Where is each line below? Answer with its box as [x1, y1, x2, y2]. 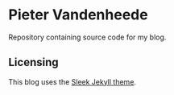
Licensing [8, 56, 59, 69]
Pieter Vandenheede [8, 6, 148, 24]
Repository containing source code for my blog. [8, 32, 167, 42]
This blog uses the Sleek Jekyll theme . [8, 76, 137, 86]
